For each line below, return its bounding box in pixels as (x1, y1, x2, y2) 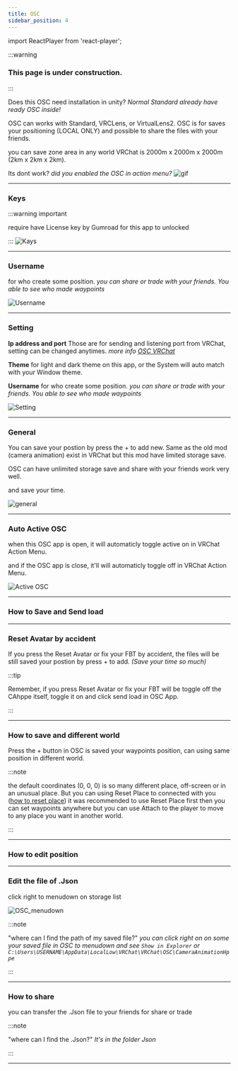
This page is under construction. (8, 68, 123, 78)
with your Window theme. (8, 368, 83, 376)
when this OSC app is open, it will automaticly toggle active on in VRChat (8, 540, 220, 549)
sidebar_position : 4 (8, 17, 69, 24)
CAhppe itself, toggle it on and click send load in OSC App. (8, 692, 179, 700)
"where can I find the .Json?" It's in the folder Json (8, 1036, 156, 1044)
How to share (8, 992, 55, 1002)
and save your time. (8, 486, 66, 494)
